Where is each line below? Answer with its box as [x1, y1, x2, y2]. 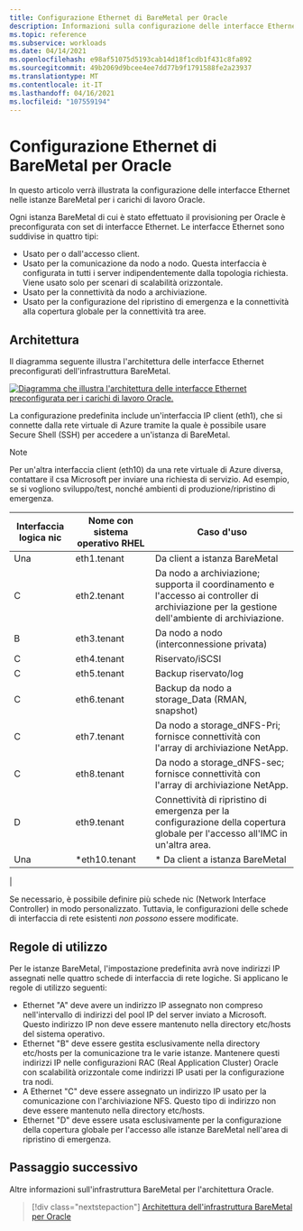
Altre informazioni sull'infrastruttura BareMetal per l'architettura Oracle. [9, 1183, 274, 1195]
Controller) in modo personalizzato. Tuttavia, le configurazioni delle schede [9, 904, 289, 914]
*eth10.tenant [75, 853, 137, 866]
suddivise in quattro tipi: [9, 231, 99, 242]
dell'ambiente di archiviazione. [154, 612, 284, 625]
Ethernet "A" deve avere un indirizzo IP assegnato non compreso [22, 999, 263, 1010]
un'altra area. [154, 839, 212, 851]
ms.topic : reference [9, 30, 87, 39]
